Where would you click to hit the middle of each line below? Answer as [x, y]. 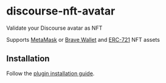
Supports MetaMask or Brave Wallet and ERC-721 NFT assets [83, 39]
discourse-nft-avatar [61, 11]
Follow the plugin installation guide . [50, 73]
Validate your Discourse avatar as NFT [54, 28]
